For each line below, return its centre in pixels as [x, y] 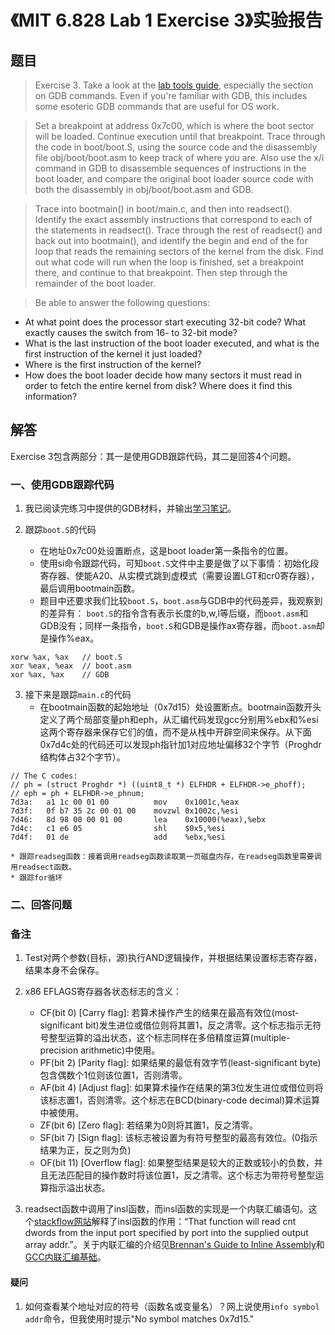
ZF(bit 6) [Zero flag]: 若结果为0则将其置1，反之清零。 [149, 1125]
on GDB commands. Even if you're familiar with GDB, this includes [171, 95]
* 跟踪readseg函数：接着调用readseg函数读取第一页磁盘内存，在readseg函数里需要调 [166, 857]
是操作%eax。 [69, 638]
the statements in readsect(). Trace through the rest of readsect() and [178, 230]
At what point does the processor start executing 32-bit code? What [165, 322]
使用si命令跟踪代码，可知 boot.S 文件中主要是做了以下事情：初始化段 [179, 563]
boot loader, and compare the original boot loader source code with [174, 179]
